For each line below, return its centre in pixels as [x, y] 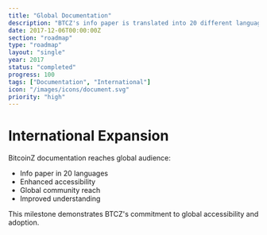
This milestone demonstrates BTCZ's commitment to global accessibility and [133, 214]
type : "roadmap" [35, 45]
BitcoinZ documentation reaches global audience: [89, 158]
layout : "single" [37, 52]
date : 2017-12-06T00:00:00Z [55, 30]
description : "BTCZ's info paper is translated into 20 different [120, 23]
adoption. [24, 222]
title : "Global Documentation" [60, 15]
